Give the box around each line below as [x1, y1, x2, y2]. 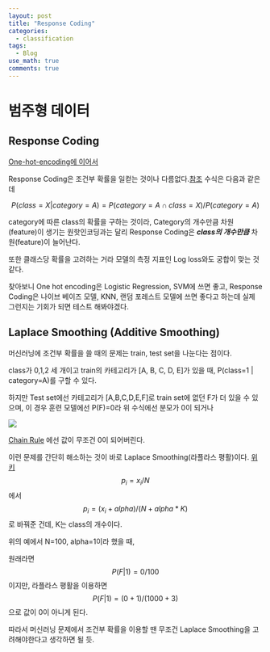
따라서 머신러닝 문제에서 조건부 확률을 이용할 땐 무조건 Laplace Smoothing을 [8, 625, 251, 634]
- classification [15, 34, 74, 43]
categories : [8, 27, 48, 35]
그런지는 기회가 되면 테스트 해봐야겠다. [8, 301, 129, 311]
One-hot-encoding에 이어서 [8, 157, 99, 166]
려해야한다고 [8, 635, 48, 645]
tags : [8, 42, 27, 50]
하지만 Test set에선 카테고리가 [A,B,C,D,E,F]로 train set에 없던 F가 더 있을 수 [8, 393, 250, 402]
